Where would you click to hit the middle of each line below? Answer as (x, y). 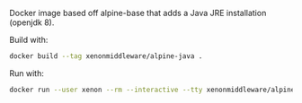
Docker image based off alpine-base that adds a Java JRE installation (138, 13)
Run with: (27, 73)
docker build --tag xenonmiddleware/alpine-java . (106, 56)
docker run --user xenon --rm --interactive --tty (106, 90)
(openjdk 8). (32, 22)
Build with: (29, 40)
